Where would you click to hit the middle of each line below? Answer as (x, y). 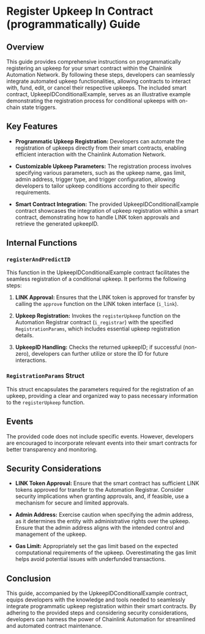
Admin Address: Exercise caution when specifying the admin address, (104, 515)
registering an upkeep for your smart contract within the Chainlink (89, 68)
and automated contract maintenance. (54, 626)
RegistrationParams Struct (45, 376)
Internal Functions (42, 243)
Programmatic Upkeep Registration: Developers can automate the (100, 141)
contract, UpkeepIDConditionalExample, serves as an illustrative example (99, 94)
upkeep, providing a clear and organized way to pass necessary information (102, 395)
